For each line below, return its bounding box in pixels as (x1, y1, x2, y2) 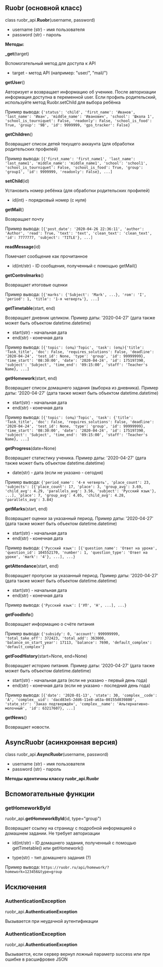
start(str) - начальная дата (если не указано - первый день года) (12, 677, 148, 683)
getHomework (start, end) (5, 375, 57, 381)
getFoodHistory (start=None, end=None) (5, 653, 88, 659)
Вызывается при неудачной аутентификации (5, 918, 99, 924)
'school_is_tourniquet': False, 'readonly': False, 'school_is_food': (5, 118, 152, 123)
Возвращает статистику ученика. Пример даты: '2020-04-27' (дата (5, 455, 146, 461)
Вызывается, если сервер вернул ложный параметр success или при (5, 951, 150, 957)
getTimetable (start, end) (5, 305, 55, 311)
